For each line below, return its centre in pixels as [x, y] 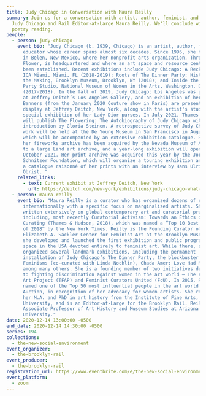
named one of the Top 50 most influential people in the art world [111, 286]
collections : [23, 337]
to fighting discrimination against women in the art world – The [109, 275]
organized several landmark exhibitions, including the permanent [109, 252]
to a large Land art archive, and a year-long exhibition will [105, 149]
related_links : [37, 178]
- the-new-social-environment [50, 343]
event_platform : [27, 377]
